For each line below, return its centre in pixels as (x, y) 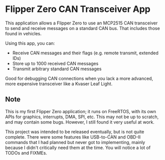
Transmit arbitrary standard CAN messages (57, 69)
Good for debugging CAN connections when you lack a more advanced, (79, 78)
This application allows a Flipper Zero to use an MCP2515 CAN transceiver (82, 23)
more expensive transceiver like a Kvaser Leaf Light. (59, 84)
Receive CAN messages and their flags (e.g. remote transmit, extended (85, 53)
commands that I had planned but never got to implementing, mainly (75, 142)
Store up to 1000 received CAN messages (55, 63)
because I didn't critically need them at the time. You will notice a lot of (78, 148)
